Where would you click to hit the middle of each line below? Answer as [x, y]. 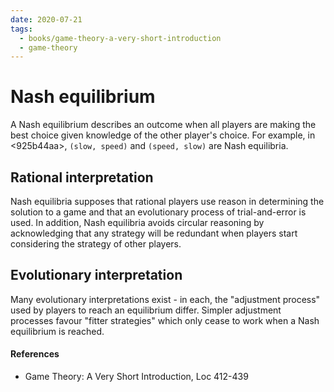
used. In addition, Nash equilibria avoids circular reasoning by [137, 222]
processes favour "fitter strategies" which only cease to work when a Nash [165, 320]
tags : [21, 29]
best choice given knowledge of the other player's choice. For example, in [163, 135]
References [35, 354]
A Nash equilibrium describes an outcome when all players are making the [163, 125]
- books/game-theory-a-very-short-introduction [120, 38]
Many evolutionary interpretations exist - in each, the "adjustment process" [165, 299]
